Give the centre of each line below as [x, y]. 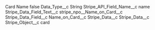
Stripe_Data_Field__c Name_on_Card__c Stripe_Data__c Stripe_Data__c [77, 17]
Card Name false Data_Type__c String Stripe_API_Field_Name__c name [78, 7]
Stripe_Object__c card [27, 22]
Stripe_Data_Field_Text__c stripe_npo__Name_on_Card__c [64, 12]
